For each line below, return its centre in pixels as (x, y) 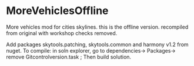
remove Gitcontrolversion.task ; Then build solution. (68, 57)
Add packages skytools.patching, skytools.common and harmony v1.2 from (98, 44)
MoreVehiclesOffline (57, 11)
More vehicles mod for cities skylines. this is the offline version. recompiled (97, 27)
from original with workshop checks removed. (62, 33)
